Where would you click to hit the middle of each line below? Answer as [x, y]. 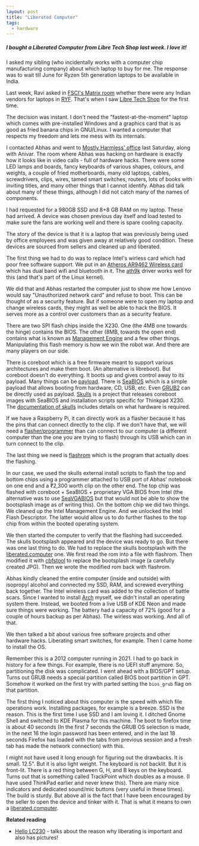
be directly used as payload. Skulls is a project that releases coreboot [91, 394]
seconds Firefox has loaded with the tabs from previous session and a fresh [99, 740]
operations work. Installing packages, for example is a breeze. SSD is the [95, 708]
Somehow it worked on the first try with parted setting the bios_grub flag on [99, 684]
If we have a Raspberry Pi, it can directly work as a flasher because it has [96, 418]
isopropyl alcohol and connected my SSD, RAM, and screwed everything [95, 585]
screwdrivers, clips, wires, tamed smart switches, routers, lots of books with [99, 179]
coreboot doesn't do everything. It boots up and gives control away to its [95, 375]
